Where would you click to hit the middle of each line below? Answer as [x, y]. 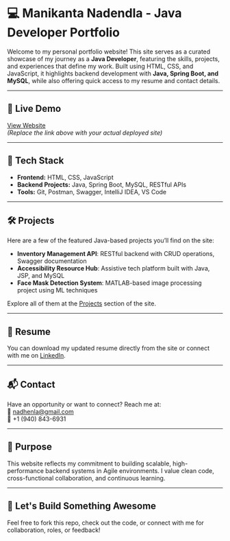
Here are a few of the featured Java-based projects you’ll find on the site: [111, 240]
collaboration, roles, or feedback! [54, 530]
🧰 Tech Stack [36, 161]
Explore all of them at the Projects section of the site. [81, 303]
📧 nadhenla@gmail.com [40, 412]
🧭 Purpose [30, 447]
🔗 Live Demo [34, 109]
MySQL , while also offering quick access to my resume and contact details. [114, 80]
